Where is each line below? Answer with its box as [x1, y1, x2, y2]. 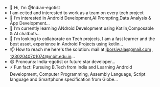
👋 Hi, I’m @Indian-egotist [9, 5, 60, 10]
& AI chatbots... [9, 31, 41, 36]
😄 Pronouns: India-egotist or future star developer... [9, 59, 115, 65]
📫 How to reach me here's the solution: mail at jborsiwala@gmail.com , [9, 46, 154, 52]
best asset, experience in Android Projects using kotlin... [9, 41, 123, 46]
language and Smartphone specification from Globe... [9, 76, 118, 82]
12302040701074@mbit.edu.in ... [9, 54, 75, 59]
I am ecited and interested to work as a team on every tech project [9, 10, 144, 16]
